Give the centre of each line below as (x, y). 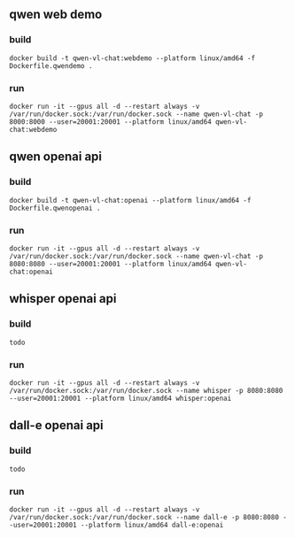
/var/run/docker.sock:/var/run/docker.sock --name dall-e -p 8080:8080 (144, 517)
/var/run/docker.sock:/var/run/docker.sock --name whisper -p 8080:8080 (146, 390)
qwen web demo (56, 15)
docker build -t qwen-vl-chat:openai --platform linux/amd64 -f (130, 200)
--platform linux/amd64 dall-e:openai (152, 525)
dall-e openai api (56, 425)
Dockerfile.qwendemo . (51, 65)
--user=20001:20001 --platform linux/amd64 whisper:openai (120, 398)
